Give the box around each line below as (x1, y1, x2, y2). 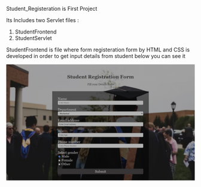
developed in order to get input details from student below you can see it (6, 53, 185, 59)
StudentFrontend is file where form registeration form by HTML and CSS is (6, 46, 190, 53)
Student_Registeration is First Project (6, 5, 98, 12)
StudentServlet (14, 35, 52, 41)
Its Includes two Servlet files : (6, 17, 79, 23)
